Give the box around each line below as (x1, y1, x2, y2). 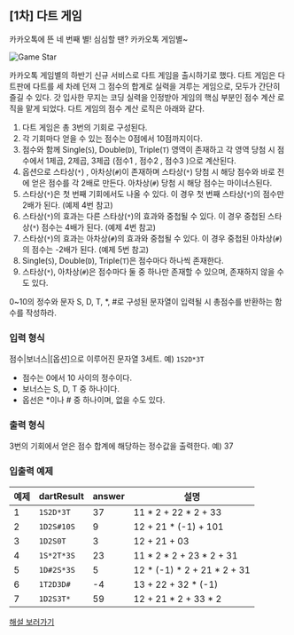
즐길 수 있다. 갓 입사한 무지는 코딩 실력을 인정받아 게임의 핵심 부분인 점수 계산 (9, 91, 276, 102)
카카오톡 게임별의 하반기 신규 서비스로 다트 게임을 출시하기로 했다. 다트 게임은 (9, 69, 276, 80)
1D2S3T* (38, 593, 71, 604)
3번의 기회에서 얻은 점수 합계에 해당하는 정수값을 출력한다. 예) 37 (9, 441, 234, 451)
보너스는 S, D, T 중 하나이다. (21, 384, 120, 394)
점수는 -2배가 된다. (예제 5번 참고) (31, 243, 149, 255)
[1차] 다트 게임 (9, 8, 82, 24)
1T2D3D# (38, 579, 71, 589)
